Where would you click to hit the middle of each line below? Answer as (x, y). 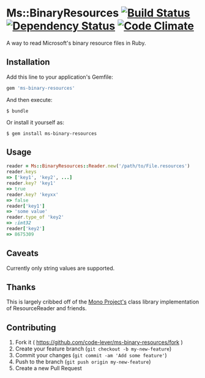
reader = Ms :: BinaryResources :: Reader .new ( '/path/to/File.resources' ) (98, 166)
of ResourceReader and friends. (47, 308)
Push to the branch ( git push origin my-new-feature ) (83, 362)
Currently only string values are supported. (61, 268)
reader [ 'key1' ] (26, 206)
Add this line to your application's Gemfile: (60, 77)
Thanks (21, 287)
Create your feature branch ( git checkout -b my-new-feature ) (93, 349)
